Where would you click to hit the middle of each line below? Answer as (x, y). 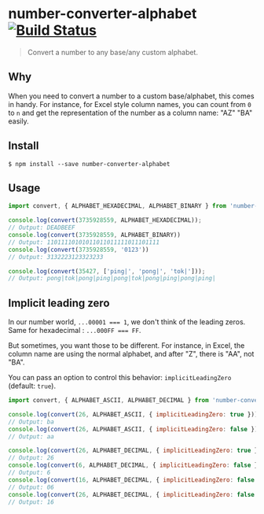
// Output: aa (31, 436)
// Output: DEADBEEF (42, 228)
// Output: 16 (31, 502)
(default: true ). (32, 386)
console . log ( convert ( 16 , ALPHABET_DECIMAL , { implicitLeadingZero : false (132, 480)
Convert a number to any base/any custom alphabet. (113, 52)
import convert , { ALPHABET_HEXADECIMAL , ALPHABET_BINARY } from (117, 206)
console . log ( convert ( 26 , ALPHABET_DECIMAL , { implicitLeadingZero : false (132, 494)
